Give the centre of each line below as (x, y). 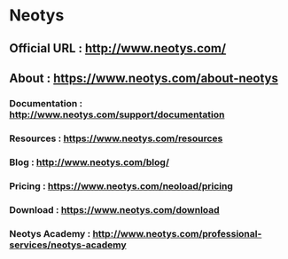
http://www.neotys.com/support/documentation (117, 114)
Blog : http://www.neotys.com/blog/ (90, 162)
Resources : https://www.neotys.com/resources (116, 138)
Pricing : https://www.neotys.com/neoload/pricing (121, 185)
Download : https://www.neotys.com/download (114, 209)
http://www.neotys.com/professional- (177, 233)
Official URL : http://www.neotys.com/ (118, 48)
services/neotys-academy (68, 245)
